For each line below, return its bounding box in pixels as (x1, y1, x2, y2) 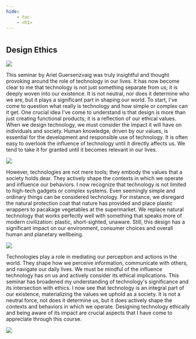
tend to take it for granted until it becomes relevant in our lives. (6, 146, 157, 153)
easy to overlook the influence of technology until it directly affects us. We (6, 140, 185, 147)
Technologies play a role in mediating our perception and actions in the (6, 253, 177, 260)
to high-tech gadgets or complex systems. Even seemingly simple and (6, 187, 176, 194)
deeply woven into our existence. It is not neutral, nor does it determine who (6, 90, 190, 97)
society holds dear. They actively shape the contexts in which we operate (6, 174, 183, 182)
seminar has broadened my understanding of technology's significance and (6, 278, 189, 285)
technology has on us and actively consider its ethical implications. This (6, 272, 180, 279)
